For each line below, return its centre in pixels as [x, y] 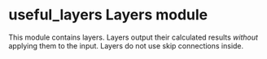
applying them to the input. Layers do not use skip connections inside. [126, 45]
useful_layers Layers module [108, 15]
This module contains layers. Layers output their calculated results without [133, 37]
